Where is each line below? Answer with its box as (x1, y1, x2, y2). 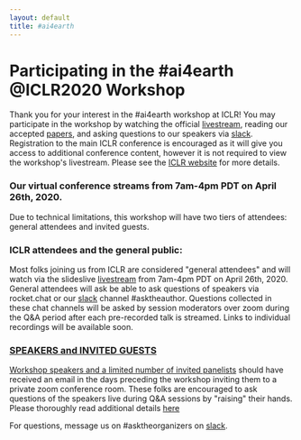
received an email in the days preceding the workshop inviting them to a (9, 374, 278, 385)
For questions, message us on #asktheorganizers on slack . (9, 420, 228, 431)
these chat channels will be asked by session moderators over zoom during (9, 303, 290, 314)
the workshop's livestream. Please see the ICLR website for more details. (9, 157, 280, 168)
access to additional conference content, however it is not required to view (9, 148, 287, 159)
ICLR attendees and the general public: (9, 243, 183, 256)
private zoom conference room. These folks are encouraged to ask (9, 384, 259, 395)
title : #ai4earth (9, 22, 75, 31)
